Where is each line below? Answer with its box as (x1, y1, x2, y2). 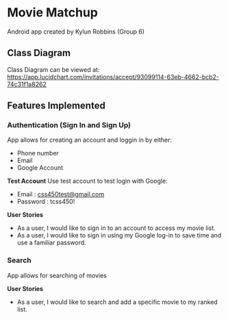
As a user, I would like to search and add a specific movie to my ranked (16, 298, 218, 306)
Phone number (16, 149, 60, 157)
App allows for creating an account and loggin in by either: (7, 136, 173, 144)
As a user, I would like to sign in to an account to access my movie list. (16, 224, 216, 232)
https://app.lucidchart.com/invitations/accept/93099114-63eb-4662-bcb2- (7, 73, 220, 81)
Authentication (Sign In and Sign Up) (7, 120, 131, 130)
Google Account (16, 164, 64, 172)
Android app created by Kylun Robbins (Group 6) (7, 27, 145, 36)
